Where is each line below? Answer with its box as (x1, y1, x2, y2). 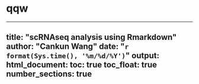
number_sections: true (6, 69, 92, 79)
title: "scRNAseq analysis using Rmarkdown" (6, 32, 177, 42)
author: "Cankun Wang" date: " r (6, 42, 129, 52)
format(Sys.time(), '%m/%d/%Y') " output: (6, 51, 160, 61)
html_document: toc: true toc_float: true (6, 60, 158, 70)
